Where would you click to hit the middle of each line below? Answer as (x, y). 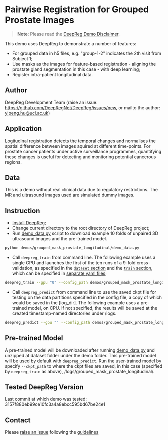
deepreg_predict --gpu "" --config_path (48, 322)
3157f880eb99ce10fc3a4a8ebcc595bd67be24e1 (55, 404)
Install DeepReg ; (29, 223)
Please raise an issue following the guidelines (52, 432)
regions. (14, 162)
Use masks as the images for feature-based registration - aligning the (84, 64)
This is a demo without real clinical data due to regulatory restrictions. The (82, 190)
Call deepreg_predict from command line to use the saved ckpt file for (84, 292)
